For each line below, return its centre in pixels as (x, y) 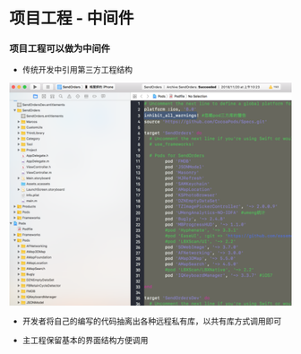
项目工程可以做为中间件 (60, 48)
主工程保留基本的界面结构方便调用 (85, 341)
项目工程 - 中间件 (72, 18)
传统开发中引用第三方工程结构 (77, 70)
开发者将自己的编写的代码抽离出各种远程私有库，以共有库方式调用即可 (152, 321)
